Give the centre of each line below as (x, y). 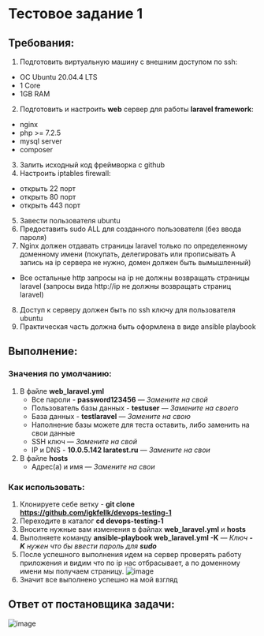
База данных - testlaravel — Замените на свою (111, 416)
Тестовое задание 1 (76, 14)
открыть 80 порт (48, 197)
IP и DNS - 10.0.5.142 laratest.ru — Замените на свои (121, 450)
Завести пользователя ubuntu (70, 221)
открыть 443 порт (50, 205)
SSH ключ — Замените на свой (84, 441)
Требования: (41, 43)
